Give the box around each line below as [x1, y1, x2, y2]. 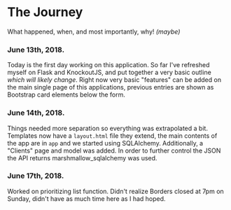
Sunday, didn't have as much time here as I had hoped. [7, 194, 166, 203]
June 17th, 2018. [7, 171, 64, 181]
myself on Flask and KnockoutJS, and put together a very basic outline [7, 68, 211, 77]
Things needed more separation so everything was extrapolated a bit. [7, 124, 209, 132]
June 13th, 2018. [7, 45, 65, 55]
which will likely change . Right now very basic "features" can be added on [7, 76, 222, 84]
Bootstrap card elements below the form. [7, 90, 126, 99]
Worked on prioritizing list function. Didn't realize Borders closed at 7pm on [7, 187, 224, 195]
